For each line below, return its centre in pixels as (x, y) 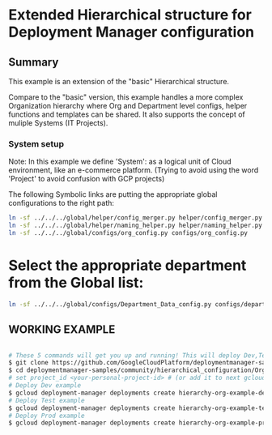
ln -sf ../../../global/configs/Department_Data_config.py (110, 304)
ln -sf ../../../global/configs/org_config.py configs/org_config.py (128, 233)
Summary (34, 62)
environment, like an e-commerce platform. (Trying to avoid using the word (134, 170)
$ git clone (28, 363)
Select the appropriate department (127, 266)
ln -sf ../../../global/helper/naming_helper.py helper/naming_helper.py (136, 226)
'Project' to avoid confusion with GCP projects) (87, 179)
